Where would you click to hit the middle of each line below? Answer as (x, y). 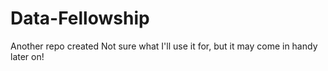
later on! (27, 56)
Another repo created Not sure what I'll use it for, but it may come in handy (164, 46)
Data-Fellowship (80, 18)
